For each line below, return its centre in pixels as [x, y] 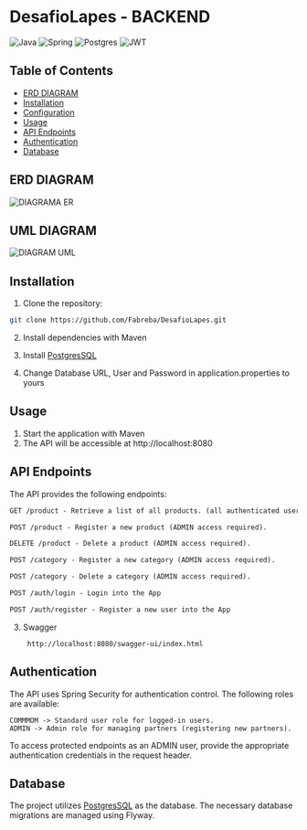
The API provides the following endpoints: [88, 494]
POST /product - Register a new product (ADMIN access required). [138, 527]
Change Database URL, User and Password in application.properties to [156, 373]
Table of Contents [62, 71]
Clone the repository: [63, 303]
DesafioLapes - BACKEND [110, 17]
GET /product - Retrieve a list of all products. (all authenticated [145, 511]
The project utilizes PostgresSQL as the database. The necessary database [151, 805]
